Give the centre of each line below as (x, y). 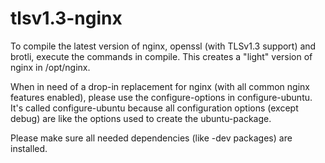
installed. (29, 148)
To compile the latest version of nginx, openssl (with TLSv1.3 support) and (163, 46)
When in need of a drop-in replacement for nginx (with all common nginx (160, 86)
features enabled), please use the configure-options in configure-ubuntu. (161, 97)
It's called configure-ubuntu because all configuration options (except (154, 108)
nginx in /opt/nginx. (50, 67)
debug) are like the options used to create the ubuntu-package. (141, 118)
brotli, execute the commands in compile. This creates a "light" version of (161, 56)
